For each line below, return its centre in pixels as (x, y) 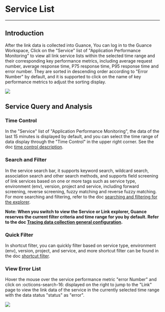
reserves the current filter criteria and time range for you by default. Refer (82, 217)
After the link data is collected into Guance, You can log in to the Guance (79, 45)
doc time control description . (34, 147)
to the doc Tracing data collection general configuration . (64, 222)
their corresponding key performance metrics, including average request (79, 61)
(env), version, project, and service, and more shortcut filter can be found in (82, 251)
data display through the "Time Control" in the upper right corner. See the (80, 142)
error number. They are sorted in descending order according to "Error (77, 71)
